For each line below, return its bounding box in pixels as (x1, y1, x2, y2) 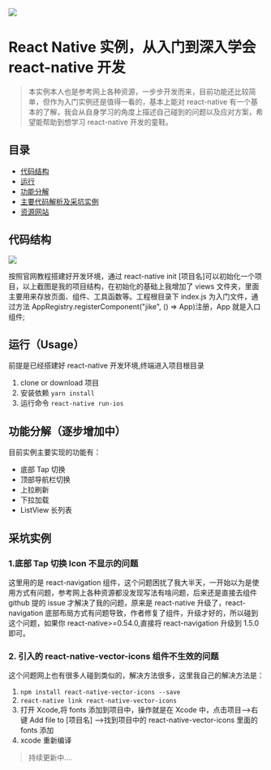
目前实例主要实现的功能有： (8, 447, 101, 458)
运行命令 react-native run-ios (19, 398, 124, 408)
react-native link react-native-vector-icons (19, 697, 177, 705)
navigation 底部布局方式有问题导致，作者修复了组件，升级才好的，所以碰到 (8, 608, 259, 617)
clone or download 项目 (19, 378, 100, 388)
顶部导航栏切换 (19, 475, 71, 484)
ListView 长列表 (19, 505, 73, 515)
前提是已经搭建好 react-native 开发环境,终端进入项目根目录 (8, 361, 204, 371)
